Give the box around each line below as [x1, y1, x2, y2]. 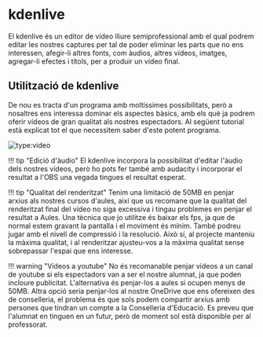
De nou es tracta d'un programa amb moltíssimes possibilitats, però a [8, 100, 233, 109]
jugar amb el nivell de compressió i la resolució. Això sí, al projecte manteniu [8, 229, 255, 239]
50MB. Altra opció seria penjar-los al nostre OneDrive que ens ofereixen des [8, 286, 255, 295]
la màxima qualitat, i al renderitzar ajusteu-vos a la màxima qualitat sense [8, 237, 245, 247]
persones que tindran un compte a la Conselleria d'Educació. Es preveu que [8, 302, 254, 312]
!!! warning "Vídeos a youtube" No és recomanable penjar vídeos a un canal [8, 261, 254, 270]
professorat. [8, 320, 48, 329]
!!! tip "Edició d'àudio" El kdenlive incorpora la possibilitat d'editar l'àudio [8, 156, 243, 165]
